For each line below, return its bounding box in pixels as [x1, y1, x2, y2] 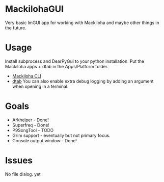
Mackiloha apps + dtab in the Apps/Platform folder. [5, 63, 109, 69]
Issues [5, 155, 33, 166]
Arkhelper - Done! [12, 117, 49, 123]
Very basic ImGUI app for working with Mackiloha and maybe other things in [5, 20, 160, 26]
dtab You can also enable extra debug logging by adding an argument [12, 78, 154, 84]
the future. [5, 25, 27, 30]
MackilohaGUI [5, 3, 64, 15]
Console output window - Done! [12, 137, 77, 143]
